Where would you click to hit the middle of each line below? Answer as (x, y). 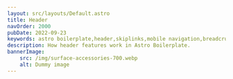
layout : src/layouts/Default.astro (59, 13)
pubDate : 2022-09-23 (37, 33)
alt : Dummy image (45, 65)
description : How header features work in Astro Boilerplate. (99, 45)
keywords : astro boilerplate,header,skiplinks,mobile (87, 39)
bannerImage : (26, 52)
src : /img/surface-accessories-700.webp (79, 58)
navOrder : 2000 (29, 26)
